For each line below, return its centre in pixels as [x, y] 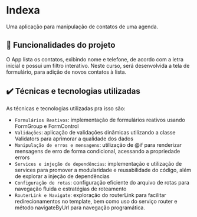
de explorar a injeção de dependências [62, 176]
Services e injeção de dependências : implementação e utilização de [98, 163]
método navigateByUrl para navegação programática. [80, 208]
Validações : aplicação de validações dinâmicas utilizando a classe [95, 132]
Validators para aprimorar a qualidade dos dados [74, 139]
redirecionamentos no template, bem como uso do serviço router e [96, 201]
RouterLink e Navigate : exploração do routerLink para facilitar [90, 195]
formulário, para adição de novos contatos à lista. [66, 72]
